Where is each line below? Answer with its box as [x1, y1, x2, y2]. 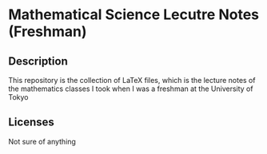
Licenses [8, 116, 54, 129]
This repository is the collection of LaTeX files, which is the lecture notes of [8, 76, 256, 85]
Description [8, 54, 68, 68]
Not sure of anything [8, 136, 76, 146]
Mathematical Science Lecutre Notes [8, 6, 260, 24]
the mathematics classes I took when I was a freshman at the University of [8, 84, 253, 93]
